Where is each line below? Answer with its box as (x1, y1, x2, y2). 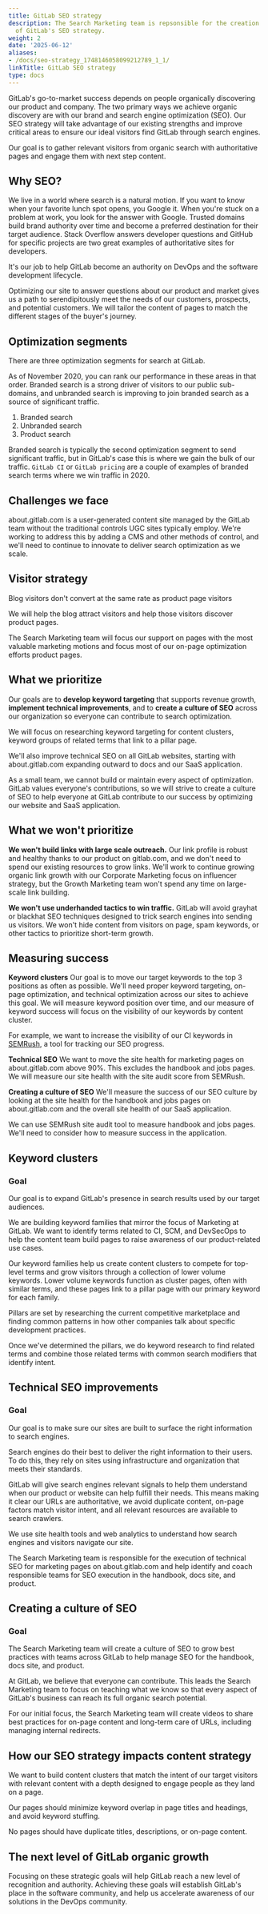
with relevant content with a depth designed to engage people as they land (8, 1779, 255, 1788)
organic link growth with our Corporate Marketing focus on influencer (8, 870, 238, 880)
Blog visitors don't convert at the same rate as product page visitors (8, 593, 233, 603)
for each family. (8, 1293, 60, 1302)
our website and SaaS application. (8, 800, 121, 810)
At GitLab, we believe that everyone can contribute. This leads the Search (8, 1676, 251, 1686)
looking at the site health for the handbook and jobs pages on (8, 1095, 211, 1105)
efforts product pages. (8, 650, 82, 659)
